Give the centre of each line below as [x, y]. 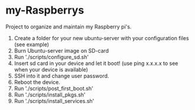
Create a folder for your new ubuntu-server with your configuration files [102, 38]
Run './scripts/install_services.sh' [54, 101]
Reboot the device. [37, 82]
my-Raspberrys [45, 10]
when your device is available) [51, 69]
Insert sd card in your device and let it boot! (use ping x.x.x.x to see [96, 63]
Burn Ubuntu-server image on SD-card [61, 50]
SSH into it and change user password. [61, 76]
